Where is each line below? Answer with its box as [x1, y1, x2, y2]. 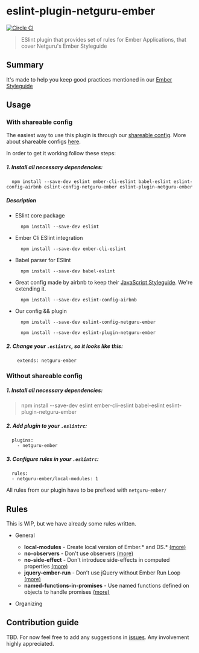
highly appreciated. [6, 640, 54, 647]
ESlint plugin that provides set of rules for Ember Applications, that [21, 36, 187, 43]
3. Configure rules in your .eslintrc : [6, 455, 99, 463]
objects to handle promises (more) [24, 588, 110, 596]
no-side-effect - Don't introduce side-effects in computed [24, 556, 170, 563]
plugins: [11, 437, 34, 443]
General [14, 532, 35, 539]
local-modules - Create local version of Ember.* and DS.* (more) [24, 543, 186, 550]
